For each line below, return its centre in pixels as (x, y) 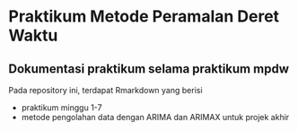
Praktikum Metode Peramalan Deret (144, 17)
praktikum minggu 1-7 (61, 108)
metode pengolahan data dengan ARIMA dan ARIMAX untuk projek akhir (155, 117)
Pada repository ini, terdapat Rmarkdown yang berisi (105, 90)
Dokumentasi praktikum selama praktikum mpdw (149, 69)
